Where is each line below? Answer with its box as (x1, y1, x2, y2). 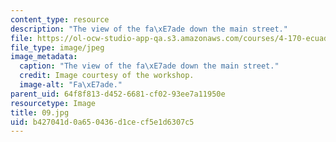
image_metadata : (10, 52, 78, 62)
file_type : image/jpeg (10, 42, 105, 53)
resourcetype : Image (10, 98, 97, 108)
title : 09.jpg (10, 107, 70, 118)
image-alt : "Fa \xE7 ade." (19, 80, 123, 90)
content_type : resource (10, 14, 110, 25)
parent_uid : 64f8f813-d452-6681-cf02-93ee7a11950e (10, 89, 226, 99)
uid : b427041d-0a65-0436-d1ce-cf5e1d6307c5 (10, 117, 195, 127)
